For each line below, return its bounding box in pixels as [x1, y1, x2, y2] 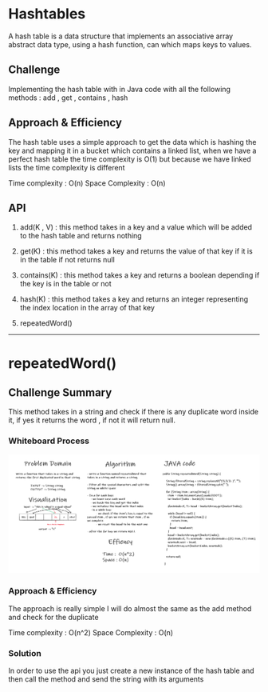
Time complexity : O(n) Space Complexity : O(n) [8, 178, 166, 188]
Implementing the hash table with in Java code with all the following [8, 84, 231, 94]
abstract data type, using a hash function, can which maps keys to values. [8, 39, 252, 49]
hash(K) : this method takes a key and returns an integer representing [19, 294, 249, 304]
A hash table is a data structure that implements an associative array [8, 31, 234, 41]
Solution [8, 647, 42, 658]
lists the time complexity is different [8, 162, 125, 172]
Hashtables [8, 5, 86, 23]
